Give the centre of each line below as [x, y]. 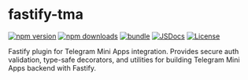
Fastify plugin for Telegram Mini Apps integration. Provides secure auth [124, 51]
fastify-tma [46, 15]
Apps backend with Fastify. [52, 67]
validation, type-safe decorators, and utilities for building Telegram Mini [124, 60]
